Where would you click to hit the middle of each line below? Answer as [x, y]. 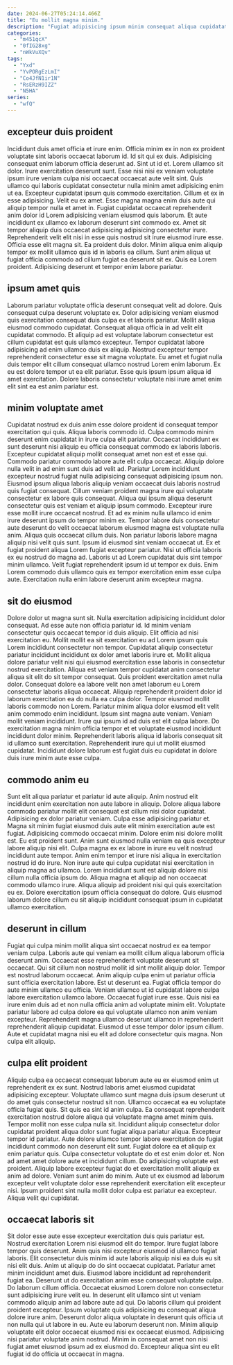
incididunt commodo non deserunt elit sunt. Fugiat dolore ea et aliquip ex [112, 1146]
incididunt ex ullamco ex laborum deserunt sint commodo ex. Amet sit [107, 222]
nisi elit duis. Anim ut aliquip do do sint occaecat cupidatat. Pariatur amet [111, 1266]
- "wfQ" [25, 104]
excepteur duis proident [60, 132]
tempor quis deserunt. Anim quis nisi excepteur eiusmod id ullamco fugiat [112, 1251]
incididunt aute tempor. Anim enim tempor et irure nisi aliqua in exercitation [114, 855]
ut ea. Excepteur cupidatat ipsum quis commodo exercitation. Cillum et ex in [116, 193]
